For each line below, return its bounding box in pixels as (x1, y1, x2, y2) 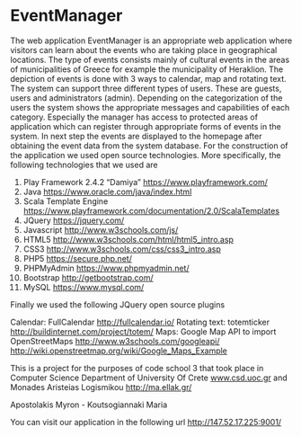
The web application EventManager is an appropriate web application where (10, 35, 293, 46)
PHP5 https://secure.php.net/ (22, 253, 133, 263)
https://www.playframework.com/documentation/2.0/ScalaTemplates (22, 205, 280, 216)
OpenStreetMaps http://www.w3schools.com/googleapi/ (10, 335, 220, 346)
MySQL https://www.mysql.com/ (22, 281, 145, 292)
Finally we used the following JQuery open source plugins (10, 298, 226, 310)
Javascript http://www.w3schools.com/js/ (22, 224, 179, 235)
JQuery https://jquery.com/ (22, 215, 125, 226)
